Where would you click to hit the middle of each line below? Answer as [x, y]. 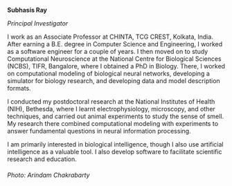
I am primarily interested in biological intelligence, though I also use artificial [115, 144]
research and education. [42, 159]
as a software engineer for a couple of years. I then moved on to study [108, 52]
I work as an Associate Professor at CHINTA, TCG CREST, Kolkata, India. [110, 37]
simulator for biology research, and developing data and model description [114, 81]
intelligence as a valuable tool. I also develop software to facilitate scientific [115, 152]
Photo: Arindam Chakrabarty [48, 175]
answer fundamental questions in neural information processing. [99, 131]
